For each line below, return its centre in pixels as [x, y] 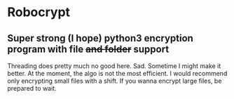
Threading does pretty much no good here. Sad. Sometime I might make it [114, 66]
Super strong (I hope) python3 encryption [101, 38]
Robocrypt [39, 12]
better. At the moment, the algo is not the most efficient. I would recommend [117, 73]
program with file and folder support [88, 49]
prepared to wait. [32, 88]
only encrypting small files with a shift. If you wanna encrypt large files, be [115, 81]
